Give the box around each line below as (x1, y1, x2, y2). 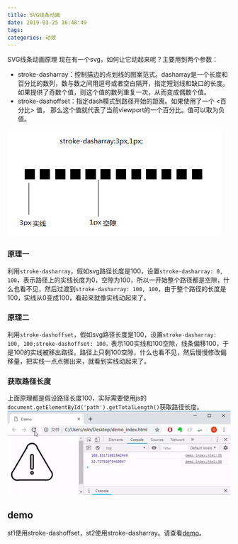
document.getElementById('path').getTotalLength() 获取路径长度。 (7, 403, 203, 411)
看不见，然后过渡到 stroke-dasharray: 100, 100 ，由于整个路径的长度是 (19, 284, 227, 293)
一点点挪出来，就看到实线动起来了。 (44, 357, 150, 365)
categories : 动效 (7, 34, 57, 41)
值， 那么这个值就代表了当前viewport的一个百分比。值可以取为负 (35, 106, 225, 114)
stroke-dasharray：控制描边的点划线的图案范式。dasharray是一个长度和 (17, 70, 228, 79)
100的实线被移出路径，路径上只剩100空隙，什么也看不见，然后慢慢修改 (13, 348, 221, 357)
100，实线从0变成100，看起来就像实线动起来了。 (7, 293, 150, 302)
